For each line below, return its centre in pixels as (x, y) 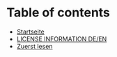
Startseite (30, 32)
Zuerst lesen (34, 46)
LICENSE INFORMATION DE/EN (62, 38)
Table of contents (58, 13)
